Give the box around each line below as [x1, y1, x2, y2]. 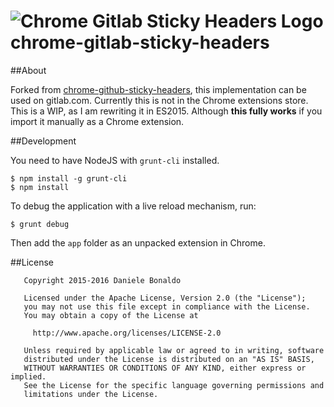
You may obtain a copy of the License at [23, 310, 199, 320]
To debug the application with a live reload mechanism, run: [10, 200, 257, 212]
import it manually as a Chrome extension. [10, 115, 185, 127]
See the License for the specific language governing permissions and [23, 380, 325, 390]
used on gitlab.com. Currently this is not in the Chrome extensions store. [10, 94, 309, 106]
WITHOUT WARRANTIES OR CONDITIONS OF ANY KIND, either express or [23, 363, 307, 373]
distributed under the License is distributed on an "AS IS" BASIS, [23, 354, 315, 364]
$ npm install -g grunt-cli [10, 173, 128, 184]
